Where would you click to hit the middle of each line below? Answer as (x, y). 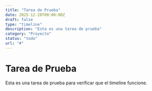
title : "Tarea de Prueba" (33, 10)
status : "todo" (21, 39)
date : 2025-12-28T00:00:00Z (35, 15)
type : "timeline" (24, 24)
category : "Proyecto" (28, 34)
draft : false (19, 19)
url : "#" (15, 43)
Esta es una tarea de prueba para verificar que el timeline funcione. (76, 83)
